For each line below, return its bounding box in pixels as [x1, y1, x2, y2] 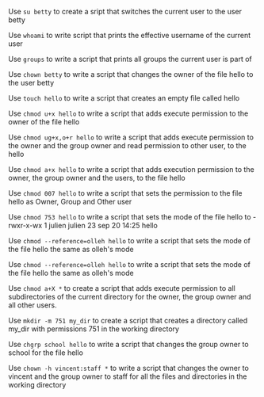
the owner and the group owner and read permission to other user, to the [8, 141, 247, 150]
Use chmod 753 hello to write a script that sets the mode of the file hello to [8, 212, 251, 221]
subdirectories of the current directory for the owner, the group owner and [8, 292, 251, 301]
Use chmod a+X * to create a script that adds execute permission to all [8, 284, 235, 292]
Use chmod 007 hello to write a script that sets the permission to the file [8, 189, 243, 197]
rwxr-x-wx [8, 221, 43, 230]
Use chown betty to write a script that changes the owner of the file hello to [8, 70, 254, 78]
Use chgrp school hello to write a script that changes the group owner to [8, 340, 249, 349]
